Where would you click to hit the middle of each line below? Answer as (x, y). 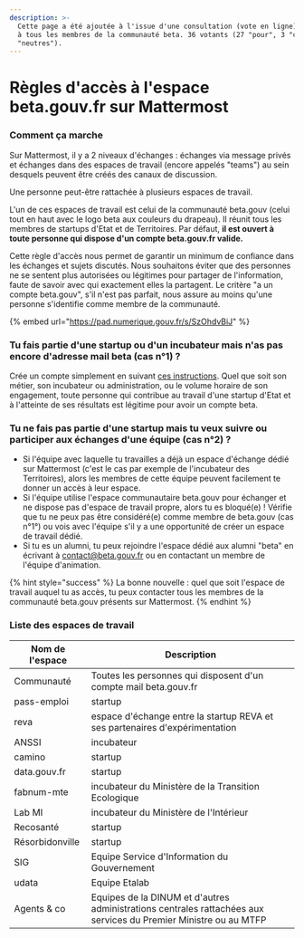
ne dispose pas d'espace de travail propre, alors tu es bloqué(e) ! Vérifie (157, 507)
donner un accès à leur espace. (81, 488)
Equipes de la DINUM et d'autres (160, 897)
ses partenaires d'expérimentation (164, 727)
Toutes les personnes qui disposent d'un (177, 675)
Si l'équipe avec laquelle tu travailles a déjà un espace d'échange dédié (156, 459)
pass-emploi (42, 701)
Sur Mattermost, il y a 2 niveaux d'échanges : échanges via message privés (150, 155)
